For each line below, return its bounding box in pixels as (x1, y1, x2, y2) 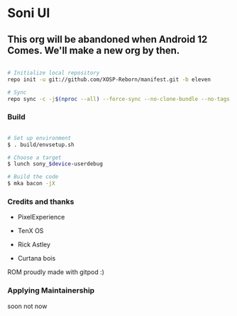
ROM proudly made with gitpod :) (7, 268, 105, 276)
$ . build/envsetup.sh (7, 141, 75, 148)
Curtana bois (17, 254, 56, 263)
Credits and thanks (7, 197, 75, 207)
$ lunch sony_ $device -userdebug (7, 160, 103, 168)
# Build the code (7, 173, 59, 180)
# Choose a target (7, 154, 62, 161)
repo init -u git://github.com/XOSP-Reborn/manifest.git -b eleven (7, 76, 211, 83)
